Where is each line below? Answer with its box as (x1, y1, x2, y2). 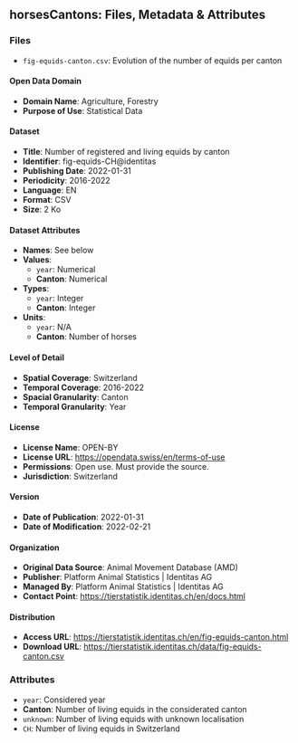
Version (9, 491, 40, 502)
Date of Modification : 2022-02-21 (22, 520, 151, 532)
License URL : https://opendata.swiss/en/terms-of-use (22, 452, 226, 462)
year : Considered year (22, 694, 106, 705)
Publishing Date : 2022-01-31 (22, 166, 131, 176)
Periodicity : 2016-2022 (22, 176, 111, 186)
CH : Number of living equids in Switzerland (22, 723, 181, 734)
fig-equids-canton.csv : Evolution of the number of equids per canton (22, 54, 283, 66)
